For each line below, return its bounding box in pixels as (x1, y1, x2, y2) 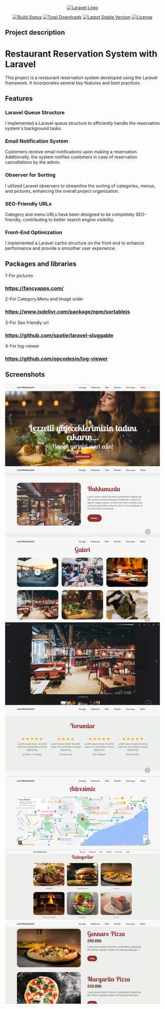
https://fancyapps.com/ (5, 285, 64, 292)
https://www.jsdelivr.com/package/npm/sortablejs (5, 308, 130, 315)
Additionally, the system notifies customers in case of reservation (5, 154, 137, 160)
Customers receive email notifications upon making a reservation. (5, 149, 138, 155)
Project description (5, 29, 65, 37)
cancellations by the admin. (5, 159, 61, 165)
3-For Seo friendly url (5, 320, 49, 326)
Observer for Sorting (5, 172, 55, 178)
